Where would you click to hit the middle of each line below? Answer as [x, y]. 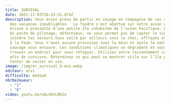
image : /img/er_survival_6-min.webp [44, 66]
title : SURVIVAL [22, 10]
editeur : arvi [20, 71]
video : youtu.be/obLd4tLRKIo [36, 94]
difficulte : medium [26, 76]
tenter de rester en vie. [37, 62]
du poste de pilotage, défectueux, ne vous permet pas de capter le [83, 33]
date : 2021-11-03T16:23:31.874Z [39, 15]
